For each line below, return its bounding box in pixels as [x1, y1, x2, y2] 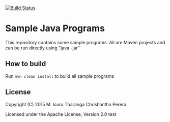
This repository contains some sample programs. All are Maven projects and [5, 39, 165, 45]
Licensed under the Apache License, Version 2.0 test [5, 111, 117, 117]
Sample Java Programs [5, 23, 105, 34]
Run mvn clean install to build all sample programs [5, 73, 115, 79]
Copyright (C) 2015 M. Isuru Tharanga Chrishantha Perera [5, 101, 127, 107]
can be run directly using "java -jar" [5, 45, 80, 51]
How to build [5, 59, 46, 68]
